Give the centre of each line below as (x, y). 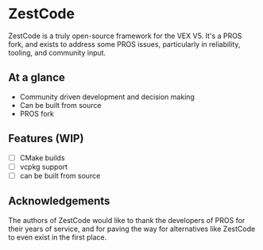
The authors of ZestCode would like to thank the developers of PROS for (127, 220)
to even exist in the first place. (58, 237)
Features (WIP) (46, 138)
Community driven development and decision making (107, 97)
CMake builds (42, 158)
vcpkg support (44, 167)
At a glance (37, 77)
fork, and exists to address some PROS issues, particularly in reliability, (124, 44)
